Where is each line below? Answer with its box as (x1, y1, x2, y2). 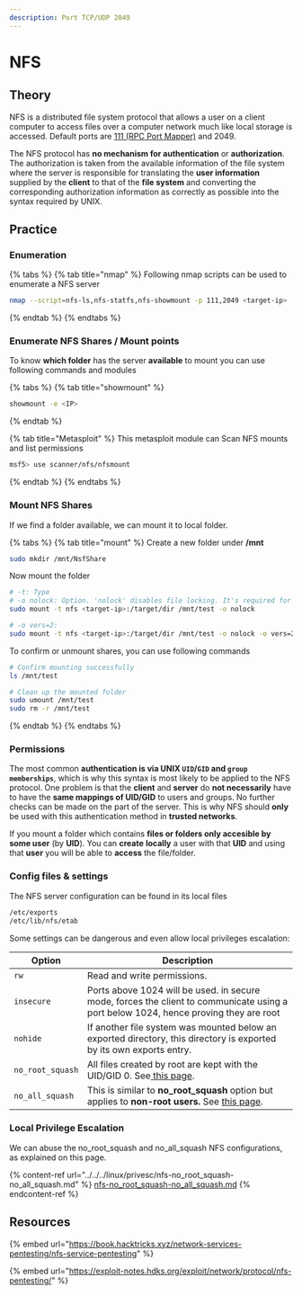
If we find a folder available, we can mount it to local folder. (9, 519, 228, 531)
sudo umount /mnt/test (9, 696, 94, 705)
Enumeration (9, 248, 67, 261)
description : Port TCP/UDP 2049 (9, 13, 130, 22)
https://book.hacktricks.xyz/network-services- (68, 1238, 243, 1249)
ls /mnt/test (9, 671, 58, 680)
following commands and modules (9, 365, 137, 376)
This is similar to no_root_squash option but (86, 1084, 273, 1096)
